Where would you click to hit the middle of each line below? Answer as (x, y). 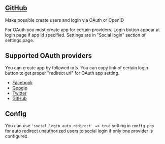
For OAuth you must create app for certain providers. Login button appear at (82, 30)
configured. (17, 136)
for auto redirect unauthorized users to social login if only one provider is (79, 131)
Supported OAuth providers (49, 56)
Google (20, 88)
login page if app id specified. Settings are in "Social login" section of (76, 35)
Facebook (22, 82)
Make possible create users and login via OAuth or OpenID (65, 20)
